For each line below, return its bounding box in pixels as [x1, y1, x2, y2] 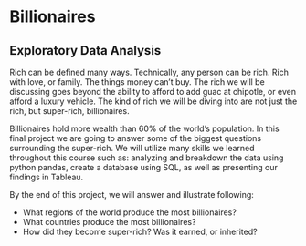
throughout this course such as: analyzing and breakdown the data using [9, 152, 284, 163]
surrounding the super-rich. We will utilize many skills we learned [9, 143, 255, 153]
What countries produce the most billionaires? [22, 217, 196, 227]
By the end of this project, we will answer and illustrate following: [9, 190, 254, 200]
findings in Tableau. [9, 171, 84, 182]
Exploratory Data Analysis [9, 43, 162, 58]
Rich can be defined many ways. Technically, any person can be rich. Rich [9, 67, 290, 77]
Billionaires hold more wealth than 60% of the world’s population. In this [9, 123, 280, 134]
